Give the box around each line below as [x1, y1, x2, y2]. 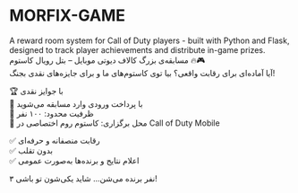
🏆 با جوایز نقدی [9, 85, 64, 96]
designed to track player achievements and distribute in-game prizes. [9, 44, 266, 55]
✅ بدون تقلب [9, 145, 54, 155]
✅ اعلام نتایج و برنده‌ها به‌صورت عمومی [9, 154, 140, 166]
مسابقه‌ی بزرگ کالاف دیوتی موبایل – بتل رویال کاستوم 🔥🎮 [9, 55, 206, 66]
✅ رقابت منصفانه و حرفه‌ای [9, 135, 100, 145]
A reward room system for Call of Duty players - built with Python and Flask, [9, 35, 290, 46]
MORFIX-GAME [9, 5, 126, 26]
